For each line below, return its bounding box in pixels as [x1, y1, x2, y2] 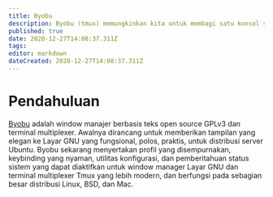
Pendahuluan [8, 92, 100, 110]
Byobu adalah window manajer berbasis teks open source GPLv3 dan [8, 118, 241, 128]
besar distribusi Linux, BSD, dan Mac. [8, 179, 134, 189]
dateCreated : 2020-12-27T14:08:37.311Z [8, 58, 144, 66]
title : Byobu [8, 11, 53, 20]
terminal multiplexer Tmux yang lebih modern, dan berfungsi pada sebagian [8, 170, 262, 180]
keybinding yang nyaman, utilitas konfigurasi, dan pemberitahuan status [8, 153, 249, 163]
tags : [8, 42, 27, 50]
